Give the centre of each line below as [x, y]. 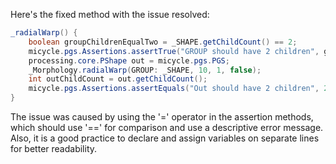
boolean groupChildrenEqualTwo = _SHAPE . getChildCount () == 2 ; [163, 42]
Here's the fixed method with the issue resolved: [110, 14]
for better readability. [54, 148]
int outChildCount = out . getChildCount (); [118, 79]
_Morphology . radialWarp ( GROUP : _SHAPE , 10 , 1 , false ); [145, 70]
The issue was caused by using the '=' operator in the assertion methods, [162, 117]
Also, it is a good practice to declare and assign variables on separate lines [165, 138]
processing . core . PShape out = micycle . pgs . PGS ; [129, 60]
